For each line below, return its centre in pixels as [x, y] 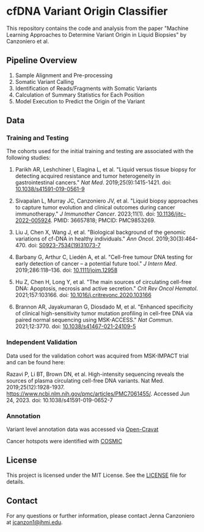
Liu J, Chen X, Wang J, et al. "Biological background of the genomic [100, 232]
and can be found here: [36, 362]
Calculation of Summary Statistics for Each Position [80, 95]
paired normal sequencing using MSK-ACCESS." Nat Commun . [94, 320]
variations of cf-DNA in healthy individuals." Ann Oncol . [85, 239]
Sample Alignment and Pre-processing [64, 75]
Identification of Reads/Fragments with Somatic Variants [86, 88]
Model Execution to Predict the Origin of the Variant [80, 101]
